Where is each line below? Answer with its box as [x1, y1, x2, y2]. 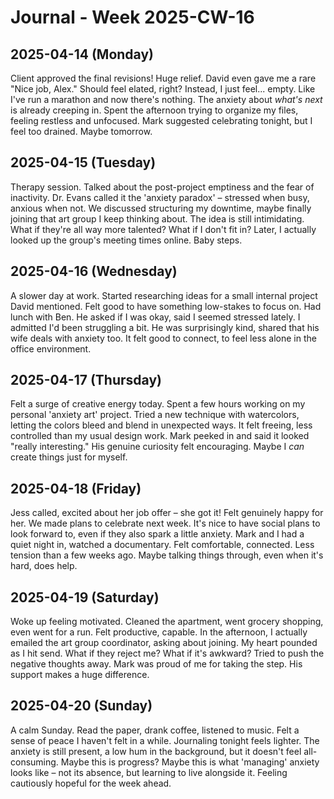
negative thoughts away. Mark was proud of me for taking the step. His [10, 658, 303, 670]
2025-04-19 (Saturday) [10, 589, 160, 606]
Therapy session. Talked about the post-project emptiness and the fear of [10, 181, 315, 193]
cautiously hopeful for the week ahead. [10, 777, 172, 789]
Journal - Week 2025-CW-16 [10, 6, 255, 29]
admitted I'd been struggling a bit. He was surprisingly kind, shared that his [10, 321, 320, 333]
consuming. [10, 756, 59, 768]
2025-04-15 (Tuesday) [10, 154, 157, 171]
